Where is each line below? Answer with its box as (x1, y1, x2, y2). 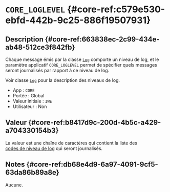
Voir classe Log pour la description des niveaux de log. (5, 77, 120, 83)
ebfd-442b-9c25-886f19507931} (5, 14, 151, 26)
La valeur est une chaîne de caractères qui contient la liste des (5, 140, 137, 146)
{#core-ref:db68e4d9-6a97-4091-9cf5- (26, 160, 159, 169)
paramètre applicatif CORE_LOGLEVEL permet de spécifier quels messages (5, 62, 157, 68)
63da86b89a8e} (5, 168, 60, 177)
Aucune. (5, 182, 23, 188)
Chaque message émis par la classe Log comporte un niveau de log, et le (5, 56, 159, 62)
